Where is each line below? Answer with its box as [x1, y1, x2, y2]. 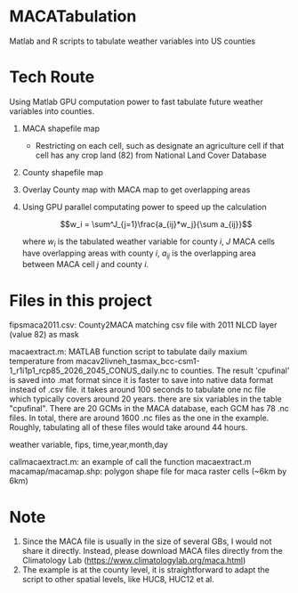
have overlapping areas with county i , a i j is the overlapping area [21, 248, 256, 260]
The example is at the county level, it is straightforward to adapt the [21, 565, 270, 575]
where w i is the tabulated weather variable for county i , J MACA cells [21, 236, 276, 248]
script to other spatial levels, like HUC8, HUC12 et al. [21, 574, 215, 585]
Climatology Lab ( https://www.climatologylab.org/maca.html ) [21, 555, 246, 566]
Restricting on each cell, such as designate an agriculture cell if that [35, 140, 285, 150]
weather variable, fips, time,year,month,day [9, 439, 169, 451]
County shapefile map [21, 167, 104, 177]
